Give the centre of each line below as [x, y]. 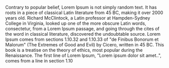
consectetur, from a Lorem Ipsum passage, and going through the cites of [82, 29]
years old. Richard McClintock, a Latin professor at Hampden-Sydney [78, 18]
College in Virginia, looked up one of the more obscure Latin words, [76, 23]
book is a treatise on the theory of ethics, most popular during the [74, 50]
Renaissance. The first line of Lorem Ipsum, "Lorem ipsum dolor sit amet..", [83, 55]
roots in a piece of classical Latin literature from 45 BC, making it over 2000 [84, 13]
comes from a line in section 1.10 [39, 61]
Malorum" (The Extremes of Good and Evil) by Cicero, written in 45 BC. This [85, 45]
